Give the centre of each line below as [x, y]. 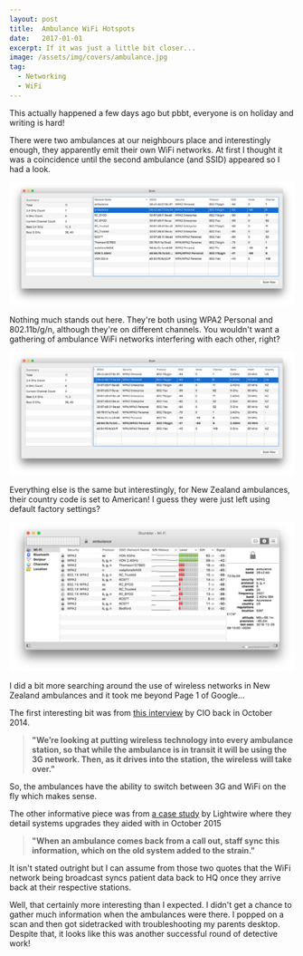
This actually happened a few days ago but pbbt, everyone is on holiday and [151, 112]
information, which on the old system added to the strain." [143, 850]
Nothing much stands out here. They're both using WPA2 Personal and [141, 319]
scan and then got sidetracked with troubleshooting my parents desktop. [145, 923]
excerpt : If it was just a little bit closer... [103, 48]
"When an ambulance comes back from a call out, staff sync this [156, 840]
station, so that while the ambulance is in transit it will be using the [159, 749]
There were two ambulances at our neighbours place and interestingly [140, 140]
